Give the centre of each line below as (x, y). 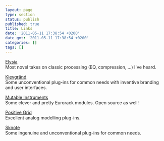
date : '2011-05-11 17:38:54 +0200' (43, 33)
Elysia (11, 61)
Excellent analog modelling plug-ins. (43, 118)
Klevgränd (16, 77)
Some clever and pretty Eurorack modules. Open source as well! (72, 102)
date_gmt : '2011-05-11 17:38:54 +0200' (47, 38)
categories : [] (21, 43)
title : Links (19, 29)
